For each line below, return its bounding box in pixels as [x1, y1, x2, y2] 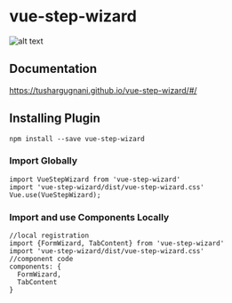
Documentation [9, 61, 98, 76]
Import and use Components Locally [9, 211, 170, 223]
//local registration [9, 231, 90, 241]
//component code [9, 255, 74, 264]
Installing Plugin [9, 111, 100, 126]
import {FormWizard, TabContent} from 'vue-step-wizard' [9, 239, 225, 248]
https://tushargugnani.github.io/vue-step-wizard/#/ [9, 84, 197, 95]
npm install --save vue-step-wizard [9, 134, 145, 143]
